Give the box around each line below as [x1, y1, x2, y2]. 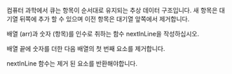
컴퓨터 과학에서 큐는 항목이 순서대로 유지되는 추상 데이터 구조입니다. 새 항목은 [6, 6, 218, 14]
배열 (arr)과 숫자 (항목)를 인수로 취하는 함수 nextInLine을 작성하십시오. [6, 30, 200, 38]
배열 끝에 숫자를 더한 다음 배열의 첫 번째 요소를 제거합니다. [6, 45, 165, 52]
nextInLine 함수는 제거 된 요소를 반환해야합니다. [6, 59, 138, 68]
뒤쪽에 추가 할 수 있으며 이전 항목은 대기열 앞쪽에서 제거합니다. [19, 15, 190, 23]
